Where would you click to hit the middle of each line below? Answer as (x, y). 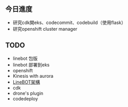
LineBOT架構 (26, 82)
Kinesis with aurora (33, 76)
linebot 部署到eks (31, 65)
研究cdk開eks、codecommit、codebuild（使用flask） (69, 23)
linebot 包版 (25, 58)
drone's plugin (28, 93)
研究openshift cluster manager (45, 29)
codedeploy (25, 98)
